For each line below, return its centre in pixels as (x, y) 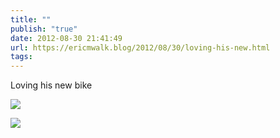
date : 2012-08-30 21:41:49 (66, 38)
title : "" (31, 19)
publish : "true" (44, 29)
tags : (21, 57)
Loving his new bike (51, 85)
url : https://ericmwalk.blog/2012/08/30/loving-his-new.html (140, 47)
